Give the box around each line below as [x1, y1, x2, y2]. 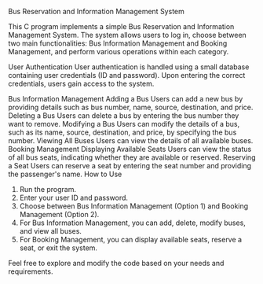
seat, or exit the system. [19, 243, 98, 253]
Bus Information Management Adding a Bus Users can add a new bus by [8, 94, 243, 103]
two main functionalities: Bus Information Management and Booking [8, 39, 228, 48]
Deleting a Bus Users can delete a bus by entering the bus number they [8, 111, 239, 120]
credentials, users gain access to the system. [8, 79, 155, 88]
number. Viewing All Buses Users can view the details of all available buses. [8, 136, 254, 145]
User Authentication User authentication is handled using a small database [8, 62, 250, 72]
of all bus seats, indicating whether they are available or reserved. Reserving [8, 153, 256, 162]
